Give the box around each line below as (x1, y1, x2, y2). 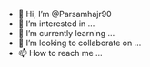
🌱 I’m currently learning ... (17, 28, 115, 38)
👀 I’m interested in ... (17, 18, 95, 29)
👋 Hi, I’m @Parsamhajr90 (17, 9, 112, 19)
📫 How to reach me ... (17, 48, 103, 58)
